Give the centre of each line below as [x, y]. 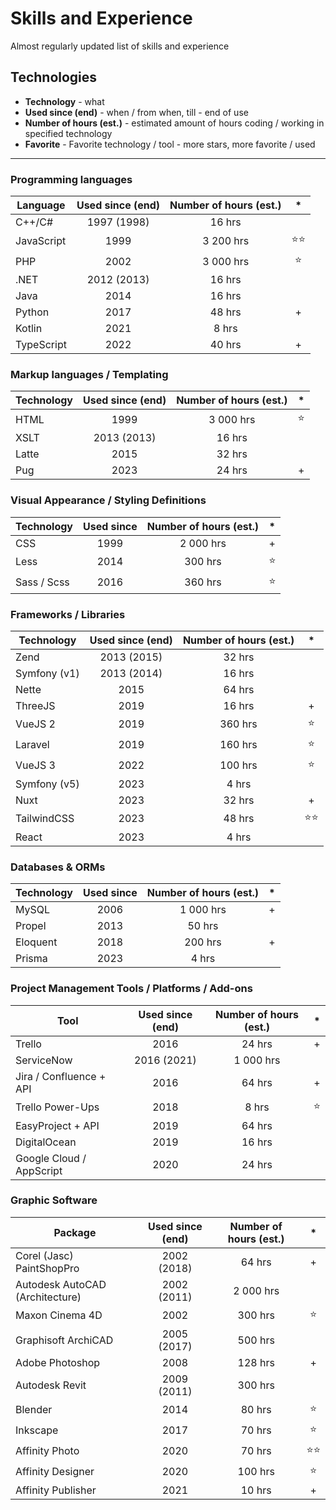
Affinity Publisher [56, 1490]
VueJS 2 [35, 724]
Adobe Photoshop [58, 1362]
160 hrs [238, 745]
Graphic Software [54, 1200]
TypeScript [41, 345]
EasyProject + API [57, 1125]
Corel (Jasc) [44, 1255]
